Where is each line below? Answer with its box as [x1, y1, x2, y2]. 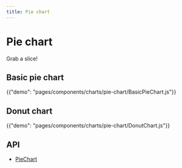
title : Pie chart [6, 8, 50, 15]
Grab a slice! [6, 55, 38, 62]
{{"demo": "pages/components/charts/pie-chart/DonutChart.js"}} [6, 122, 170, 129]
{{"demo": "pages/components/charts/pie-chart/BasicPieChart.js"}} [6, 88, 177, 95]
